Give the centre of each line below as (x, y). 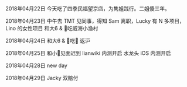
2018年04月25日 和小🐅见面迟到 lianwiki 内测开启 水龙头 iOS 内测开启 (88, 53)
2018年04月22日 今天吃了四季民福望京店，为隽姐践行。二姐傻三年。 (88, 8)
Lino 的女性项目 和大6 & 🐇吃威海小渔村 (52, 28)
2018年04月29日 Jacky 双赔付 (42, 78)
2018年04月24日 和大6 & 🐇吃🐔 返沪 (48, 41)
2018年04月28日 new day (37, 65)
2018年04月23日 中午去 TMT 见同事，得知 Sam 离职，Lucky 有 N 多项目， (95, 21)
